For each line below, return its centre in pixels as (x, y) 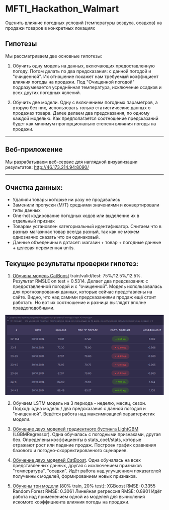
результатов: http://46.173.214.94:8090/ (47, 167)
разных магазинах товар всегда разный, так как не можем (76, 232)
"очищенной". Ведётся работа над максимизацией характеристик (83, 414)
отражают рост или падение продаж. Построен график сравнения (84, 445)
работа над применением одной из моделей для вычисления (79, 497)
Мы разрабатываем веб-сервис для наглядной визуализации (71, 162)
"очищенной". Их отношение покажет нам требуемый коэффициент (86, 77)
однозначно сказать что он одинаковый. (56, 237)
